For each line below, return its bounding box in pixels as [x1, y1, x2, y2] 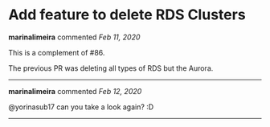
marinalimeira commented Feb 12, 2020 [8, 86, 142, 96]
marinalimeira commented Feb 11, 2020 [8, 32, 141, 42]
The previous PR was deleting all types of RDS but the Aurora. [8, 63, 214, 73]
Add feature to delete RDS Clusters [8, 6, 247, 24]
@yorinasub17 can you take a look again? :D [8, 102, 154, 112]
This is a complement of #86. [8, 47, 105, 57]
